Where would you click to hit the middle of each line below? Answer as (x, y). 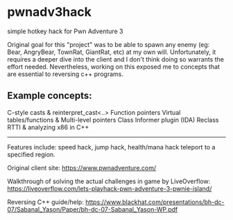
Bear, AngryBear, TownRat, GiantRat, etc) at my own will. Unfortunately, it (112, 52)
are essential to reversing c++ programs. (65, 74)
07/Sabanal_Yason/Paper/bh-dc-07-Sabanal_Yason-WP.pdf (93, 209)
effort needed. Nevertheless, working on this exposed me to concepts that (114, 66)
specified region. (31, 154)
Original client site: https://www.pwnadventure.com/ (82, 167)
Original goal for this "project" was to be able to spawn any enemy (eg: (109, 44)
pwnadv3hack (49, 12)
